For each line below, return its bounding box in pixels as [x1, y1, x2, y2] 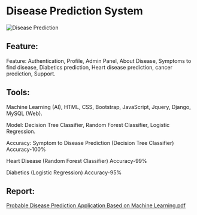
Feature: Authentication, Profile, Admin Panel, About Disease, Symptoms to [6, 57, 192, 64]
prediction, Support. [6, 70, 56, 77]
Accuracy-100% [6, 146, 46, 153]
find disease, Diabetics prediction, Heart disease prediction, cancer [6, 63, 172, 71]
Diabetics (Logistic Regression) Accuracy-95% [6, 169, 122, 176]
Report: [6, 186, 35, 196]
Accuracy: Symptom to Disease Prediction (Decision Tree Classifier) [6, 139, 174, 146]
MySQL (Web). [6, 110, 43, 117]
